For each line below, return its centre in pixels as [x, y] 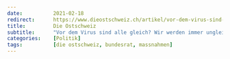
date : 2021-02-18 [46, 13]
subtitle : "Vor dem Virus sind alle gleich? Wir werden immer [105, 32]
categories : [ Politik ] [44, 39]
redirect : [21, 20]
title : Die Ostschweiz [52, 26]
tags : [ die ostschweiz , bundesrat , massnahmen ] [90, 45]
